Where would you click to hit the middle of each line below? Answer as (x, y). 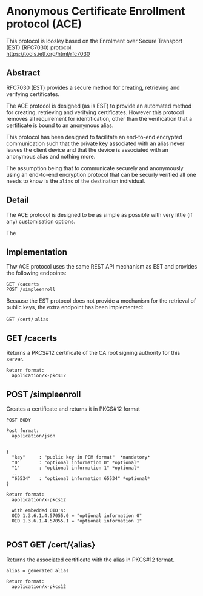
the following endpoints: (36, 273)
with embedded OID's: (39, 510)
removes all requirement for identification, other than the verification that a (99, 118)
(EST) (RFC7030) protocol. (39, 47)
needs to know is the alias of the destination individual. (76, 181)
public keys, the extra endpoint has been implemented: (75, 307)
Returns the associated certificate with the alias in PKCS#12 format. (90, 560)
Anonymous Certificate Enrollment (96, 11)
